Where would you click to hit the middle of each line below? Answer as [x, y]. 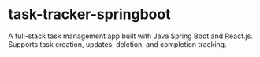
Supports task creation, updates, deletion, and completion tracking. [117, 44]
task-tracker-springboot [89, 14]
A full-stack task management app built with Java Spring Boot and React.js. [131, 36]
